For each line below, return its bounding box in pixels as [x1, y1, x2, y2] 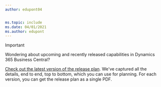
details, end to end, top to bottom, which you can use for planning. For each [5, 71, 157, 77]
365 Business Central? [5, 57, 50, 63]
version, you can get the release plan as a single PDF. [5, 76, 113, 82]
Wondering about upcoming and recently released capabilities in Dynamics [5, 52, 155, 58]
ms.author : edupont [5, 29, 45, 34]
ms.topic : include [5, 20, 42, 25]
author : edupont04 [5, 7, 42, 12]
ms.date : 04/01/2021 [5, 25, 47, 29]
